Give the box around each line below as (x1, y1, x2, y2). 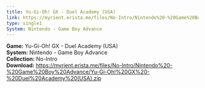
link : (6, 15, 20, 21)
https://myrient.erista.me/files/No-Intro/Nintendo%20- (35, 62, 173, 69)
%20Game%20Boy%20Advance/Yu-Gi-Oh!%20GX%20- (6, 68, 150, 76)
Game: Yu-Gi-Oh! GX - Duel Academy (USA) (6, 42, 118, 50)
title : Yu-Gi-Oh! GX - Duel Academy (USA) (6, 8, 116, 15)
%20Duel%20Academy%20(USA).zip (6, 75, 102, 82)
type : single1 (6, 20, 43, 26)
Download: (6, 62, 35, 69)
